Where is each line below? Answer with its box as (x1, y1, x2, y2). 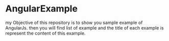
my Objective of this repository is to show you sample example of (5, 19, 143, 25)
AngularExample (5, 3, 78, 14)
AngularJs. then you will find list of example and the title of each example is (5, 24, 164, 30)
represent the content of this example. (5, 30, 86, 36)
